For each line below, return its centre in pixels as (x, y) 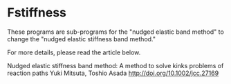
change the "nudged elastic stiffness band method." (81, 39)
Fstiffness (37, 13)
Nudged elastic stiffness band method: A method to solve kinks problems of (115, 65)
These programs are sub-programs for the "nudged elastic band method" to (116, 32)
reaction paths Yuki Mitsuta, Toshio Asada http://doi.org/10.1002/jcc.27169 (113, 73)
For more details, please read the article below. (74, 52)
